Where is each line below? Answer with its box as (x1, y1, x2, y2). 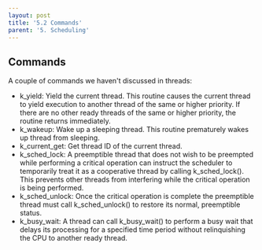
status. (19, 208, 42, 218)
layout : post (8, 11, 51, 20)
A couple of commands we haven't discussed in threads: (8, 76, 193, 86)
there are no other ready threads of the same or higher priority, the (19, 108, 237, 118)
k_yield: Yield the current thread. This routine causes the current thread (19, 91, 251, 101)
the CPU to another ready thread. (19, 233, 128, 243)
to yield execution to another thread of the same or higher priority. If (19, 100, 241, 109)
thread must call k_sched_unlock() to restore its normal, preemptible (19, 200, 241, 209)
